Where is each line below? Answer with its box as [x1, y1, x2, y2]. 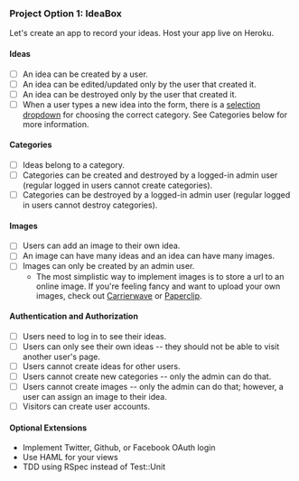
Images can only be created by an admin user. [22, 261, 195, 272]
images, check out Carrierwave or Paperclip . [35, 290, 202, 301]
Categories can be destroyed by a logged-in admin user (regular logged [22, 190, 291, 200]
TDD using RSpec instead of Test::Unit [22, 461, 165, 472]
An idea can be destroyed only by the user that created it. [22, 88, 238, 99]
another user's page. [22, 351, 101, 362]
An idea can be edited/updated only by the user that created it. [22, 79, 257, 89]
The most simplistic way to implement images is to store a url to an [35, 271, 285, 282]
